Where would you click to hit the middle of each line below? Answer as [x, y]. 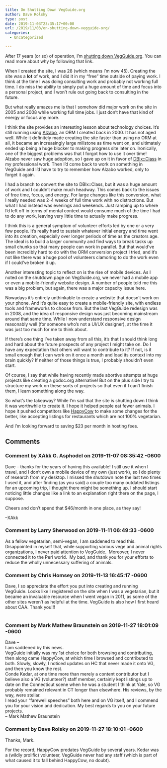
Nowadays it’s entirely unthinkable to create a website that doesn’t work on [82, 298]
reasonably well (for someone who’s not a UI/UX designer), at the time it [79, 324]
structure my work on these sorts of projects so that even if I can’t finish [79, 385]
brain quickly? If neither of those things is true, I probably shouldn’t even [79, 360]
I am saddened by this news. [35, 648]
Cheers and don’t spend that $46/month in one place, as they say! [73, 508]
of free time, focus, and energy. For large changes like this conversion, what [83, 195]
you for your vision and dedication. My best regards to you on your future [80, 706]
